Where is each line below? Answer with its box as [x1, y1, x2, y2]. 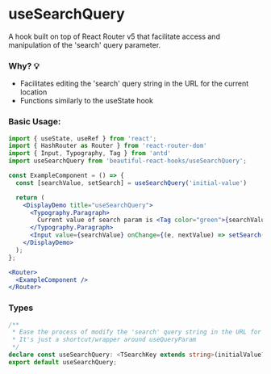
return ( [15, 193, 45, 202]
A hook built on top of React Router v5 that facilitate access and [8, 32, 220, 41]
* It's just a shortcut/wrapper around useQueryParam [11, 336, 197, 344]
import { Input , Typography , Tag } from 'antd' [8, 149, 172, 158]
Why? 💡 [8, 60, 40, 71]
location [19, 87, 48, 97]
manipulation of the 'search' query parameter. [8, 40, 161, 49]
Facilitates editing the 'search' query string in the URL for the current [19, 78, 249, 89]
